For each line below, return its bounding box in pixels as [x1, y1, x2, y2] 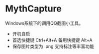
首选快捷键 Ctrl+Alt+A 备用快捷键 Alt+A [12, 37, 93, 43]
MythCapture [5, 3, 62, 14]
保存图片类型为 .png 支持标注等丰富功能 [12, 43, 95, 49]
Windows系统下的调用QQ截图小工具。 [5, 20, 84, 26]
